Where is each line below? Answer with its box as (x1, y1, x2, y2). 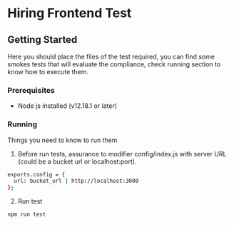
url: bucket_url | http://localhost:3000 (14, 177, 139, 185)
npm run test (7, 211, 46, 219)
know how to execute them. (7, 68, 89, 76)
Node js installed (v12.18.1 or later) (17, 101, 118, 110)
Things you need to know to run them (7, 136, 118, 144)
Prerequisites (7, 85, 55, 95)
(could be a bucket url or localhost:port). (17, 157, 137, 166)
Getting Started (7, 34, 78, 46)
